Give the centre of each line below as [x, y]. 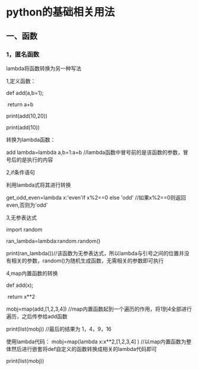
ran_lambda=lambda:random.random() [53, 241]
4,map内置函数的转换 [32, 273]
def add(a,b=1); [25, 93]
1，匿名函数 [23, 54]
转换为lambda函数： [31, 140]
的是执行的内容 [35, 159]
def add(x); [20, 285]
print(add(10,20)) [27, 116]
